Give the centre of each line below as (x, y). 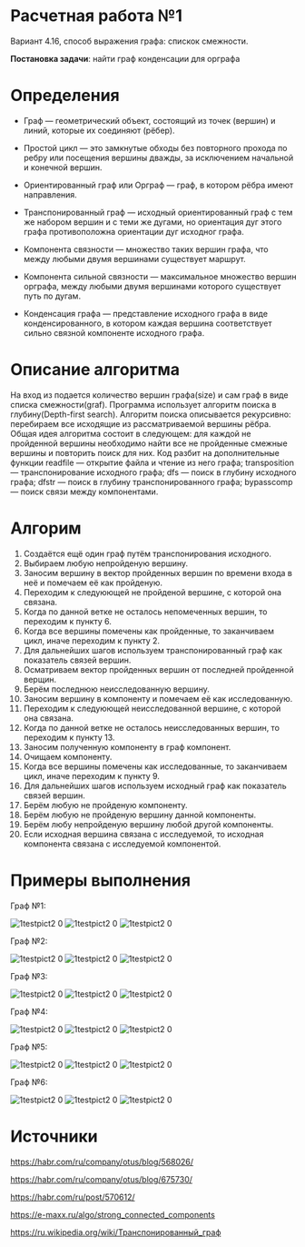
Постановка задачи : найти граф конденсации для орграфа (125, 58)
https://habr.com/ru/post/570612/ (73, 1197)
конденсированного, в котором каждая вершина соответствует (148, 323)
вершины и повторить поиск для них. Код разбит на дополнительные (145, 452)
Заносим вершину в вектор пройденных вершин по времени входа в (158, 573)
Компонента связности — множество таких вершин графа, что (146, 249)
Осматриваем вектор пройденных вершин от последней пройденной (158, 669)
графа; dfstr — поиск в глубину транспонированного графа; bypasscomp (152, 482)
